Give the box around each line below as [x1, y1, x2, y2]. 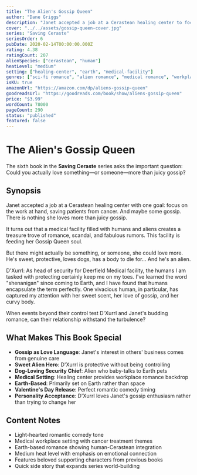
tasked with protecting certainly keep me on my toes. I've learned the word [6, 273, 188, 280]
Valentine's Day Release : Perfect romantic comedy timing [14, 386, 155, 393]
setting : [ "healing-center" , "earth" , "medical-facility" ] [6, 69, 154, 75]
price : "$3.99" [6, 96, 43, 102]
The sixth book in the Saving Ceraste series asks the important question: [6, 163, 183, 170]
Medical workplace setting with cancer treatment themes [14, 437, 153, 444]
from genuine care [14, 354, 60, 362]
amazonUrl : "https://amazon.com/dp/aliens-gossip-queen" [6, 85, 148, 91]
